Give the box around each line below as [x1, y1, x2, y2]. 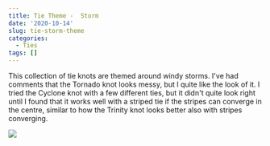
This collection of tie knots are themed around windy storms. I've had [8, 71, 239, 80]
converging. [8, 114, 48, 123]
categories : [8, 34, 48, 43]
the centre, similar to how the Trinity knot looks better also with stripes [8, 105, 243, 115]
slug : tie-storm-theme [8, 26, 85, 34]
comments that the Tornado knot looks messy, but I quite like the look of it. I [8, 79, 260, 89]
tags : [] [8, 49, 38, 57]
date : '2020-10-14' [8, 19, 74, 27]
